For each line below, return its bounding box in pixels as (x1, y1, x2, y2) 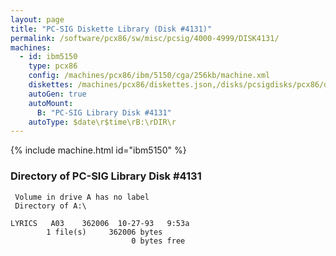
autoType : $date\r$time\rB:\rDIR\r (28, 117, 177, 127)
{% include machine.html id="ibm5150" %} (10, 144, 187, 156)
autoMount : (28, 98, 74, 108)
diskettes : (28, 80, 74, 90)
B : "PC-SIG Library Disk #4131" (36, 107, 172, 118)
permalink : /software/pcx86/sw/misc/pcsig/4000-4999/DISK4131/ (10, 33, 280, 43)
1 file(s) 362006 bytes (46, 227, 163, 237)
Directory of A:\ (14, 201, 87, 211)
